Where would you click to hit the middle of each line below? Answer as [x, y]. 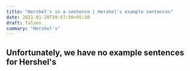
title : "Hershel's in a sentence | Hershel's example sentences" [90, 12]
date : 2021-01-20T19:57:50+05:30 [48, 17]
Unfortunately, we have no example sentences [95, 52]
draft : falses [24, 23]
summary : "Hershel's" [33, 28]
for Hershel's [31, 62]
